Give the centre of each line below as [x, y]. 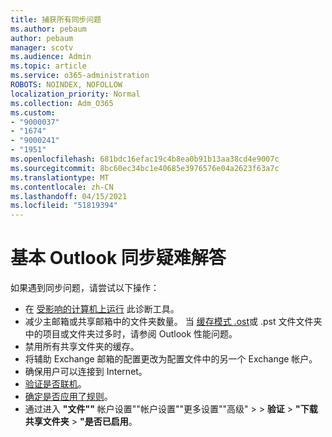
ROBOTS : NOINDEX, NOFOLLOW [66, 85]
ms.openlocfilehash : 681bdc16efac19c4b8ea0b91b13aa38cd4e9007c [145, 159]
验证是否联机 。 [55, 384]
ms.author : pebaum [48, 29]
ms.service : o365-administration [80, 76]
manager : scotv [42, 47]
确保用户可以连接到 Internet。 [86, 372]
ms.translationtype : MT [60, 177]
